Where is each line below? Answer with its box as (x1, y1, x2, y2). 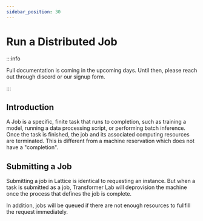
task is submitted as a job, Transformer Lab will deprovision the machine (6, 184, 187, 191)
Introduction (6, 102, 55, 112)
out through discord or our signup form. (6, 73, 105, 80)
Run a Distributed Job (6, 34, 118, 48)
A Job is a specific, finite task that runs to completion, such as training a (6, 118, 187, 126)
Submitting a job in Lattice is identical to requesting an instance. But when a (6, 178, 196, 185)
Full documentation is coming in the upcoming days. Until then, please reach (6, 66, 198, 74)
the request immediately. (6, 208, 68, 216)
